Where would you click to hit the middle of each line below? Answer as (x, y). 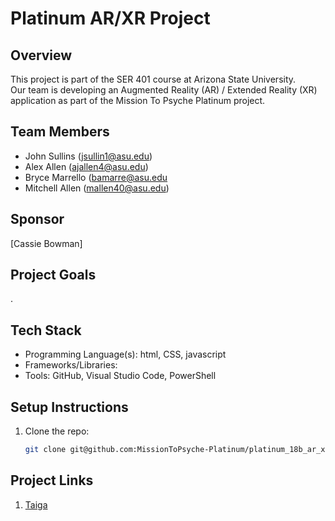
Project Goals (53, 275)
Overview (41, 55)
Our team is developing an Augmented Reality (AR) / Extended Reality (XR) (164, 90)
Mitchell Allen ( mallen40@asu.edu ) (97, 188)
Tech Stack (46, 330)
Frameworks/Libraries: (71, 365)
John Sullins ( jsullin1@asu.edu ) (88, 156)
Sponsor (37, 219)
